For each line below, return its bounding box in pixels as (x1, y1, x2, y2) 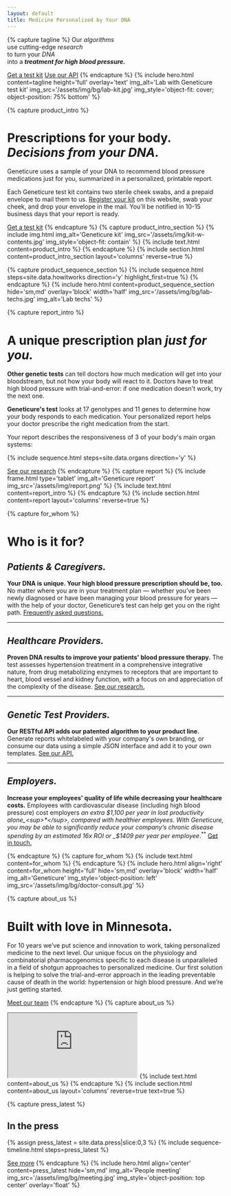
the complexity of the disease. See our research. (7, 683, 145, 691)
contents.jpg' (7, 238, 45, 246)
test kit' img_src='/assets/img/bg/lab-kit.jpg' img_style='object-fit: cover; (7, 85, 214, 94)
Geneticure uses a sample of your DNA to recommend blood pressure (7, 167, 205, 175)
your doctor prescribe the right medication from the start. (7, 420, 170, 428)
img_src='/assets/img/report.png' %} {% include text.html (7, 482, 171, 490)
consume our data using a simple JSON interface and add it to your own (7, 742, 212, 750)
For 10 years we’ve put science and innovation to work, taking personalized (7, 941, 221, 950)
